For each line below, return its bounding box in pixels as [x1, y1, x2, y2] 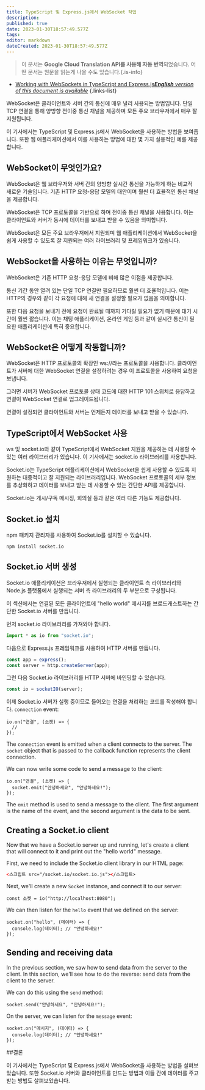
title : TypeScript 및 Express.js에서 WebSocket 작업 [6, 9, 137, 15]
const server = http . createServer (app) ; [6, 662, 111, 668]
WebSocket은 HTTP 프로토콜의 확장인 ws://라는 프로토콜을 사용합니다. [6, 359, 176, 367]
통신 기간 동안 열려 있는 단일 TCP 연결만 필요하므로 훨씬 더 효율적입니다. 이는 [6, 287, 189, 294]
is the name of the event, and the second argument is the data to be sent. [6, 808, 191, 815]
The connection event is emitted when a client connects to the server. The [6, 740, 192, 748]
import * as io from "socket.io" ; [6, 632, 95, 639]
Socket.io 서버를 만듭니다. [17, 607, 81, 614]
